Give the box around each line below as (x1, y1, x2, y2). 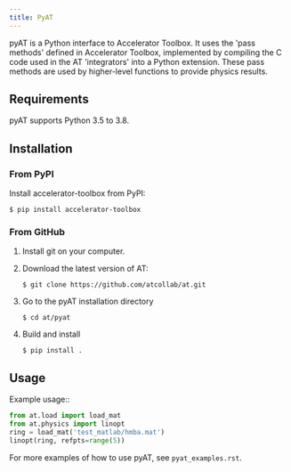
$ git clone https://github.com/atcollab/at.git (21, 281, 206, 289)
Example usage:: (9, 394, 70, 405)
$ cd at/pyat (21, 313, 71, 322)
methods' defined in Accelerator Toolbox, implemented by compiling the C (9, 46, 282, 58)
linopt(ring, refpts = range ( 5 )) (9, 435, 125, 445)
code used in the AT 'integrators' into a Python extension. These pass (9, 56, 265, 67)
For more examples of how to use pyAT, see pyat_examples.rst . (9, 452, 242, 463)
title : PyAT (9, 12, 53, 22)
